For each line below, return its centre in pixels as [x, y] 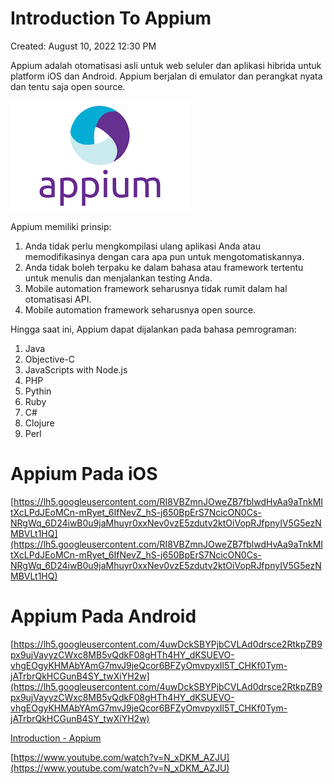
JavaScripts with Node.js [76, 369]
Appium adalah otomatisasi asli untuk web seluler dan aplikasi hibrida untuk [166, 65]
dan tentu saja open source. [68, 86]
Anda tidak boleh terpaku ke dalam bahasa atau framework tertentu [164, 267]
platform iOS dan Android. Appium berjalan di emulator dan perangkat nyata [166, 76]
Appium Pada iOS [84, 474]
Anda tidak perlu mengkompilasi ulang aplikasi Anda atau [142, 246]
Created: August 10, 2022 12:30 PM [83, 46]
